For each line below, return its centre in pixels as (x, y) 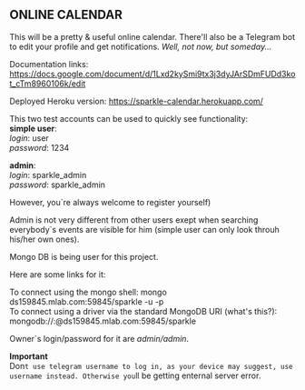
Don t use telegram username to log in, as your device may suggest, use (151, 365)
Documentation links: (49, 64)
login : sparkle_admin (48, 175)
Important (29, 356)
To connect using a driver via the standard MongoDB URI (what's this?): (143, 311)
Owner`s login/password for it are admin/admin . (99, 338)
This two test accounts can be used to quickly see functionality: (129, 118)
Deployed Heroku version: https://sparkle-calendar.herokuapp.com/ (136, 101)
